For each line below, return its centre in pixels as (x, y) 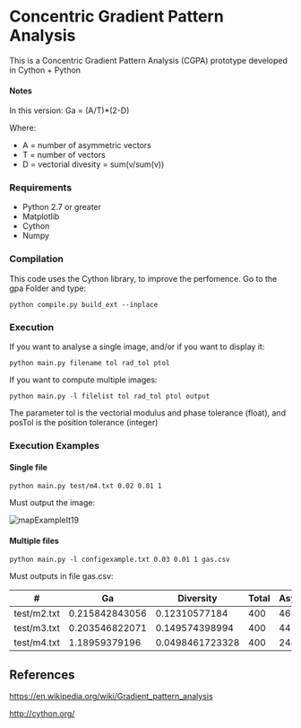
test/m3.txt (37, 628)
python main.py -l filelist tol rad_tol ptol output (110, 397)
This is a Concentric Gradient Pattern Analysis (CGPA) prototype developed (149, 60)
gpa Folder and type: (48, 288)
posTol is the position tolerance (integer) (84, 423)
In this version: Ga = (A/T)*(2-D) (69, 110)
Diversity (198, 599)
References (42, 675)
